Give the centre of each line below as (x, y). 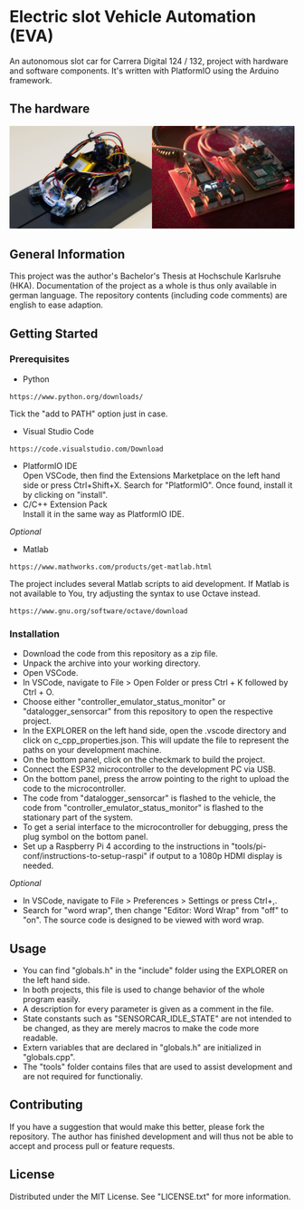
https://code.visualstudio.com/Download (87, 449)
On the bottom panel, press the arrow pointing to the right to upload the (156, 779)
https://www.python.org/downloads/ (76, 396)
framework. (31, 80)
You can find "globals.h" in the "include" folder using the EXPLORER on (155, 970)
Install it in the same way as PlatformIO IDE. (103, 513)
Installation (35, 634)
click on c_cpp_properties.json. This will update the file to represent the (156, 740)
